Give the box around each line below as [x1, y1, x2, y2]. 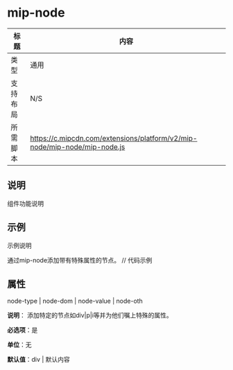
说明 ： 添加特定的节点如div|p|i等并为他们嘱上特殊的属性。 [7, 311, 173, 319]
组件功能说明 [7, 199, 44, 207]
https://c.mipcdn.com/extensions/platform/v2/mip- [30, 133, 198, 143]
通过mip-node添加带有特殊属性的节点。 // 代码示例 [7, 256, 153, 264]
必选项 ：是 [7, 326, 38, 334]
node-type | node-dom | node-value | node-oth [7, 297, 144, 306]
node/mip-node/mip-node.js [30, 142, 126, 152]
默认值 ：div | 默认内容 [7, 355, 71, 364]
